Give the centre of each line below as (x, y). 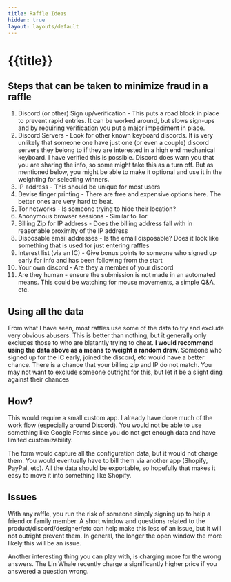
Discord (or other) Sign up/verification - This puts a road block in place (118, 113)
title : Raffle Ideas (38, 13)
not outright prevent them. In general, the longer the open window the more (115, 536)
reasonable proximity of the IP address (73, 231)
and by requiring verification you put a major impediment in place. (111, 128)
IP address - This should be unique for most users (89, 187)
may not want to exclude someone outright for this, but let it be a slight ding (115, 372)
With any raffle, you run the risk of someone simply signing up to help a (109, 514)
